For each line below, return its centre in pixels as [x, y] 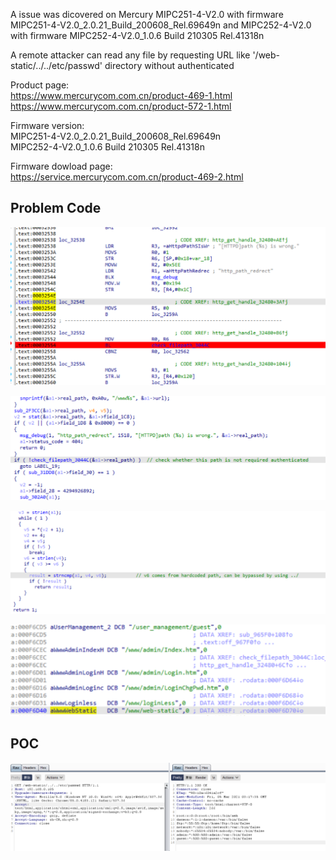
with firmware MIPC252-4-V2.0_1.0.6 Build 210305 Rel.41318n [137, 35]
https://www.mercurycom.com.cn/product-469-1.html [121, 95]
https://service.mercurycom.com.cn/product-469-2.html [127, 177]
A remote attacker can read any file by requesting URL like [130, 55]
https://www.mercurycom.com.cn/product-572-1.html [121, 106]
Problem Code [56, 208]
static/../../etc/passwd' [56, 65]
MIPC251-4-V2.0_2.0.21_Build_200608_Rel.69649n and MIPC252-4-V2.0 [161, 25]
